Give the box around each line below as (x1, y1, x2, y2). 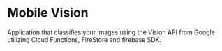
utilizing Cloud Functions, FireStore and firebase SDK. (7, 35, 162, 43)
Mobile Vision (7, 5, 89, 21)
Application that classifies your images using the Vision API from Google (7, 28, 215, 36)
